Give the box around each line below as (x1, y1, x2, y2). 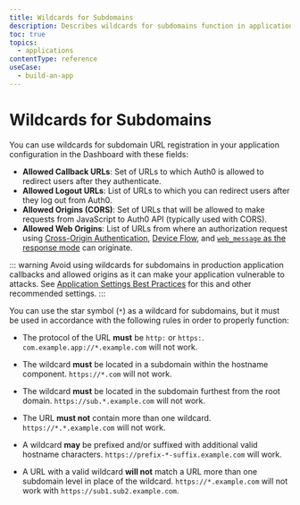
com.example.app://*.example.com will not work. (21, 341, 198, 352)
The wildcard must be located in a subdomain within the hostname (21, 358, 269, 369)
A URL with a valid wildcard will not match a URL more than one (21, 466, 257, 476)
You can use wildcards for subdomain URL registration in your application (9, 139, 279, 150)
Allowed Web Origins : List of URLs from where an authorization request (21, 223, 288, 233)
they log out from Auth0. (21, 194, 112, 206)
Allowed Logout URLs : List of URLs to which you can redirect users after (21, 185, 290, 196)
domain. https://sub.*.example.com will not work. (21, 395, 206, 406)
